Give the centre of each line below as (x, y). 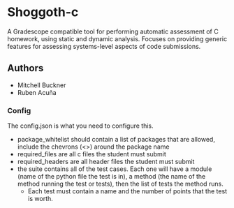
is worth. (41, 199)
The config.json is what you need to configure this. (80, 126)
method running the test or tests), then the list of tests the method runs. (120, 184)
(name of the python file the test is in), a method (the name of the (111, 177)
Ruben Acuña (37, 92)
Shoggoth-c (43, 12)
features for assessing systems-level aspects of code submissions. (104, 46)
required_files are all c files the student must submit (92, 154)
